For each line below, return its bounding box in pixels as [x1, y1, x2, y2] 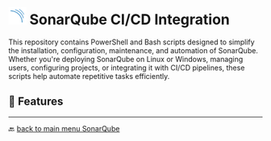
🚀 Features [8, 95, 64, 109]
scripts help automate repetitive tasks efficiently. [8, 71, 170, 81]
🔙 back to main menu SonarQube [8, 123, 120, 133]
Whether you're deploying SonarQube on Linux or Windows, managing [8, 54, 244, 64]
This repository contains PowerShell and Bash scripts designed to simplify [8, 37, 256, 47]
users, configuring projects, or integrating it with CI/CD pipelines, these [8, 63, 245, 73]
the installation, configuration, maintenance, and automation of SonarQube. [8, 45, 258, 55]
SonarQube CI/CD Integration [29, 10, 230, 29]
